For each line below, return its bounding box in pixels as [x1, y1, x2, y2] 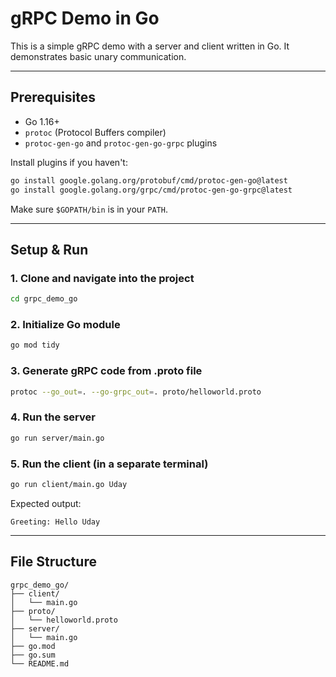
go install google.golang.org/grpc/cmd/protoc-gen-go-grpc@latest [10, 185, 293, 195]
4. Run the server [10, 410, 96, 424]
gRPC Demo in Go [10, 7, 160, 30]
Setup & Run [10, 241, 89, 258]
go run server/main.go [10, 433, 105, 443]
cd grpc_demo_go [10, 294, 78, 304]
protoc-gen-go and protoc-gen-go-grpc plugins [24, 137, 218, 149]
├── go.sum [10, 650, 56, 660]
